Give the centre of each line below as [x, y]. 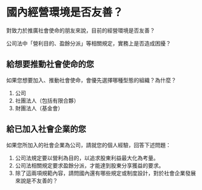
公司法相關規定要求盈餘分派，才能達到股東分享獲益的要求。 [89, 165]
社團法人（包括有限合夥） [47, 100]
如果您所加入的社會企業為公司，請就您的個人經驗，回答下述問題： [89, 145]
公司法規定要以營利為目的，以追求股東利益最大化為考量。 [87, 158]
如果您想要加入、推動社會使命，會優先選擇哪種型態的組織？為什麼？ [91, 80]
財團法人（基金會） [39, 108]
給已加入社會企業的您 [46, 129]
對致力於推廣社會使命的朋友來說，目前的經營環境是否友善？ [81, 30]
